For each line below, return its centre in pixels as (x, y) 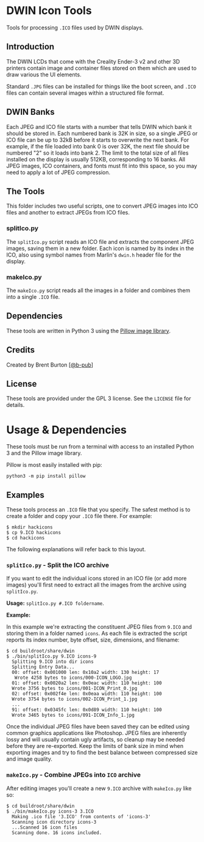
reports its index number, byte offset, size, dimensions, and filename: (93, 640)
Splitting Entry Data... (43, 667)
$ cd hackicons (26, 538)
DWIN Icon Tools (49, 11)
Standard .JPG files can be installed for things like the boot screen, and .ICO (101, 86)
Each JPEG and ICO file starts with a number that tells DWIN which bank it (99, 126)
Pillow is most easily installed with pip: (54, 465)
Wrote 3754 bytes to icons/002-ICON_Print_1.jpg (75, 699)
